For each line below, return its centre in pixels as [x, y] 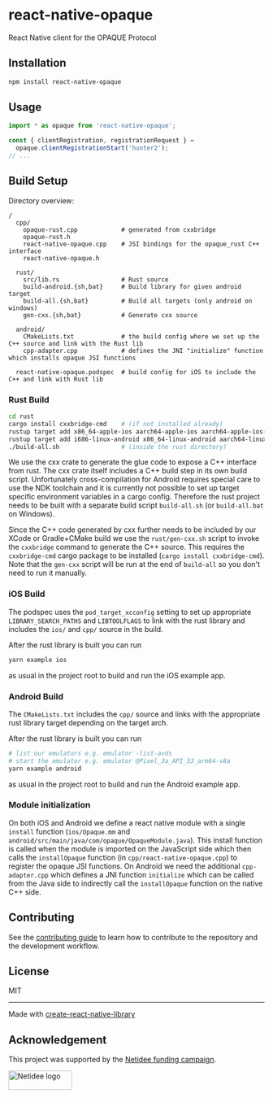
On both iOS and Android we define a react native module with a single [127, 822]
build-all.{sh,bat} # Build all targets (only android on [138, 301]
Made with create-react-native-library [72, 1014]
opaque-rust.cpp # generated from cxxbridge [120, 229]
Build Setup [38, 181]
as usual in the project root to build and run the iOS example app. [117, 675]
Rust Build [29, 399]
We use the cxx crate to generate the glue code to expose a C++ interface [133, 462]
